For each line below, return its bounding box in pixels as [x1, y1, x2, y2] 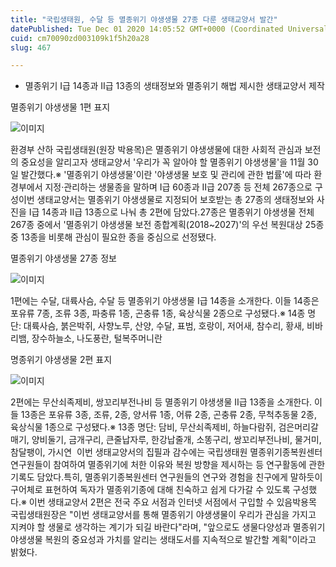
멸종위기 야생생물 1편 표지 [10, 101, 111, 113]
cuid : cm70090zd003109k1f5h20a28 [10, 33, 150, 43]
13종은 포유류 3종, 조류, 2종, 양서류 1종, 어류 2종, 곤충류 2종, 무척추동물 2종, [20, 409, 318, 421]
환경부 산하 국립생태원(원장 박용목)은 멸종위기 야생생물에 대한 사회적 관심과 [10, 144, 303, 156]
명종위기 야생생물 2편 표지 [10, 354, 113, 366]
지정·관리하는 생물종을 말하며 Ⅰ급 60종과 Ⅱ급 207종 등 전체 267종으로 [44, 181, 313, 193]
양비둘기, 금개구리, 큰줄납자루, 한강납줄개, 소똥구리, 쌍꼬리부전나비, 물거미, [31, 434, 322, 446]
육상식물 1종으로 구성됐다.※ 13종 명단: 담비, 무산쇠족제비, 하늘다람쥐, [10, 421, 277, 433]
